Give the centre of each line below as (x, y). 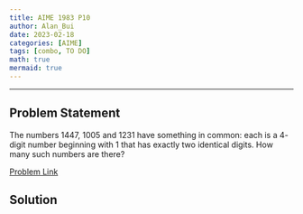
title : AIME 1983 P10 (50, 18)
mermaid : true (36, 69)
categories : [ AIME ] (46, 43)
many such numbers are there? (67, 154)
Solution (33, 200)
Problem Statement (65, 113)
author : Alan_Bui (42, 26)
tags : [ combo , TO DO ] (50, 51)
